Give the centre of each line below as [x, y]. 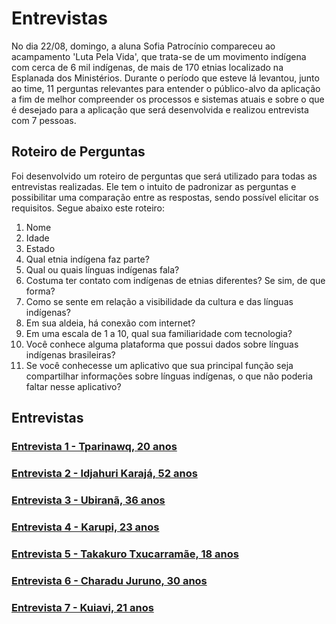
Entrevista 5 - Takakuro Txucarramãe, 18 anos [125, 554]
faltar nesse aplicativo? [73, 386]
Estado [40, 248]
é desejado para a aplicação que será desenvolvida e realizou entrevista [160, 109]
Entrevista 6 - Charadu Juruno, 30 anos [109, 580]
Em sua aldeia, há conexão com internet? [110, 323]
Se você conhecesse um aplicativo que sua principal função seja [159, 365]
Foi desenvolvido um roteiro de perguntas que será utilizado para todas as [164, 176]
